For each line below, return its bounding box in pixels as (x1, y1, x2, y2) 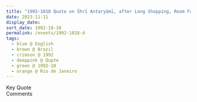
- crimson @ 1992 (11, 52, 54, 58)
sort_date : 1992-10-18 (6, 24, 62, 31)
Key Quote (6, 84, 32, 91)
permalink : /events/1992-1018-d (6, 30, 85, 36)
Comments (6, 90, 33, 97)
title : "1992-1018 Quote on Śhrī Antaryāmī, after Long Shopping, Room (6, 8, 185, 15)
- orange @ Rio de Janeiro (11, 68, 77, 74)
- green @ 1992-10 (11, 62, 57, 69)
